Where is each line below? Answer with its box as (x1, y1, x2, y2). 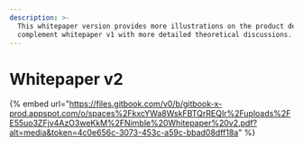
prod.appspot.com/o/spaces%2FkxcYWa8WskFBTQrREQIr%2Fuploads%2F (9, 108, 291, 119)
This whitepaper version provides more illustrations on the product (17, 22, 284, 31)
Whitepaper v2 (9, 68, 124, 89)
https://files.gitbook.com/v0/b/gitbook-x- (69, 98, 223, 109)
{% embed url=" (9, 98, 70, 109)
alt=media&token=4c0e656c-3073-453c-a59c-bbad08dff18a (9, 127, 239, 138)
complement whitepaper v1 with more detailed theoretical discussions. (17, 30, 293, 39)
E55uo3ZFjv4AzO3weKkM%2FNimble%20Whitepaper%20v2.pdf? (9, 118, 258, 129)
